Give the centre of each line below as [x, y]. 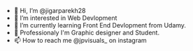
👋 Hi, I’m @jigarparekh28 [50, 11]
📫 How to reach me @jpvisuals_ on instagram [80, 40]
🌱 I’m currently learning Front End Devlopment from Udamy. [100, 25]
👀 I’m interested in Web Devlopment [65, 18]
